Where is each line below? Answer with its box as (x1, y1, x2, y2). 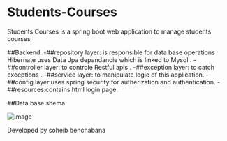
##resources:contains (7, 85, 71, 94)
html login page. (71, 85, 119, 94)
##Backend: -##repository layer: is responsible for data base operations (7, 48, 215, 57)
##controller (7, 63, 43, 71)
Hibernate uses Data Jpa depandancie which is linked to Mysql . (7, 55, 192, 64)
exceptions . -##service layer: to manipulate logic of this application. (7, 70, 205, 79)
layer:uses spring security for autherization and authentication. (34, 77, 216, 86)
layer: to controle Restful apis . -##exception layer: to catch (44, 63, 215, 71)
